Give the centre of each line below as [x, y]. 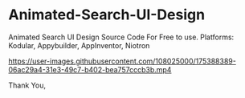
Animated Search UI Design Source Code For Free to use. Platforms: [121, 37]
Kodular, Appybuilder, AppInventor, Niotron [79, 45]
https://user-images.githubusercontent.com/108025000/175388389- [122, 61]
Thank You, [27, 85]
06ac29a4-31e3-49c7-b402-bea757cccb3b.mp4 [90, 69]
